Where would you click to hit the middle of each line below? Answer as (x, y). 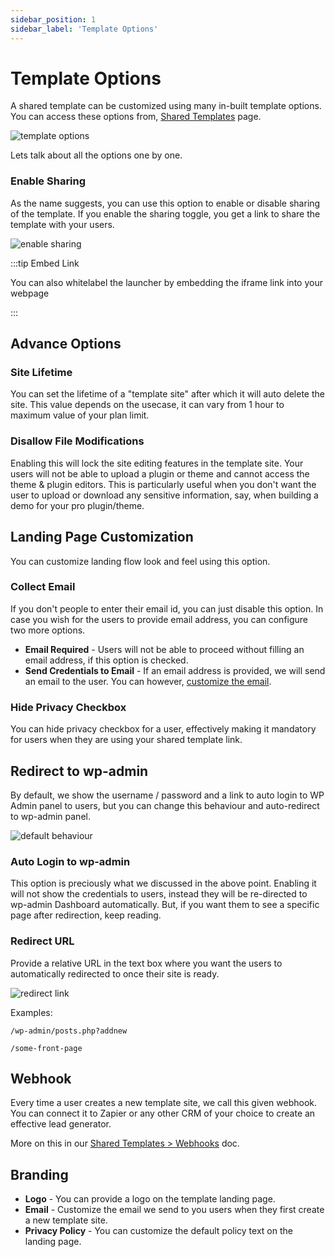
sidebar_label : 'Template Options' (84, 29)
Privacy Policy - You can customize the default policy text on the (158, 1231)
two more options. (48, 630)
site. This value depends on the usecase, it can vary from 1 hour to (147, 405)
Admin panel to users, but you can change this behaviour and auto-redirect (165, 805)
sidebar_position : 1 (53, 19)
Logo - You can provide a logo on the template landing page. (150, 1199)
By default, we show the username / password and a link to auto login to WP (167, 795)
